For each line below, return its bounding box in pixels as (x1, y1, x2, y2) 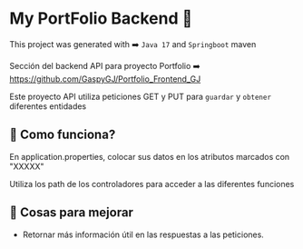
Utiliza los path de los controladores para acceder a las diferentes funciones (9, 178, 295, 189)
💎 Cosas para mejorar (9, 204, 134, 221)
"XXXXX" (9, 161, 44, 172)
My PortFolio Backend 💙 (9, 8, 193, 29)
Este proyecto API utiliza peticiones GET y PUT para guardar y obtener (9, 91, 272, 102)
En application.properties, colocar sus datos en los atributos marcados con (9, 151, 290, 162)
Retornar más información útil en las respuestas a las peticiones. (22, 229, 265, 240)
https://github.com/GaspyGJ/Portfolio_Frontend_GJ (9, 73, 201, 85)
